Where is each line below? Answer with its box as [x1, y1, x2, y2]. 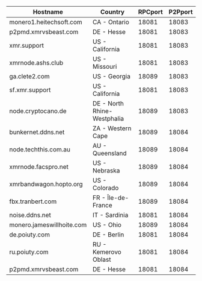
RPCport [138, 8, 164, 16]
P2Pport [168, 8, 193, 16]
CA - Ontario [92, 18, 129, 26]
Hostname [32, 8, 63, 16]
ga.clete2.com [9, 72, 50, 80]
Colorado [92, 184, 119, 192]
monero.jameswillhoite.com [9, 221, 87, 229]
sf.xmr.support [9, 86, 51, 94]
